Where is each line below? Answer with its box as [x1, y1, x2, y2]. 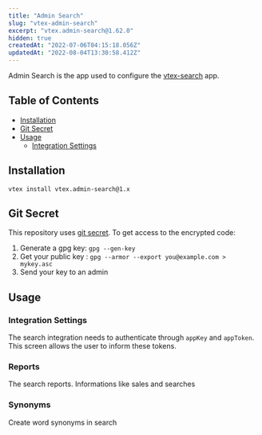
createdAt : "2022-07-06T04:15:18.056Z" [8, 42, 141, 50]
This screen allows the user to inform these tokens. [8, 341, 177, 351]
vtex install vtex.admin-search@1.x [8, 185, 130, 193]
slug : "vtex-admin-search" [8, 19, 98, 27]
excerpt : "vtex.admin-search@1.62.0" [8, 26, 134, 34]
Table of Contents [8, 94, 100, 108]
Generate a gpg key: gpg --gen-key [19, 243, 136, 253]
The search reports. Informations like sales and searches [8, 379, 196, 389]
